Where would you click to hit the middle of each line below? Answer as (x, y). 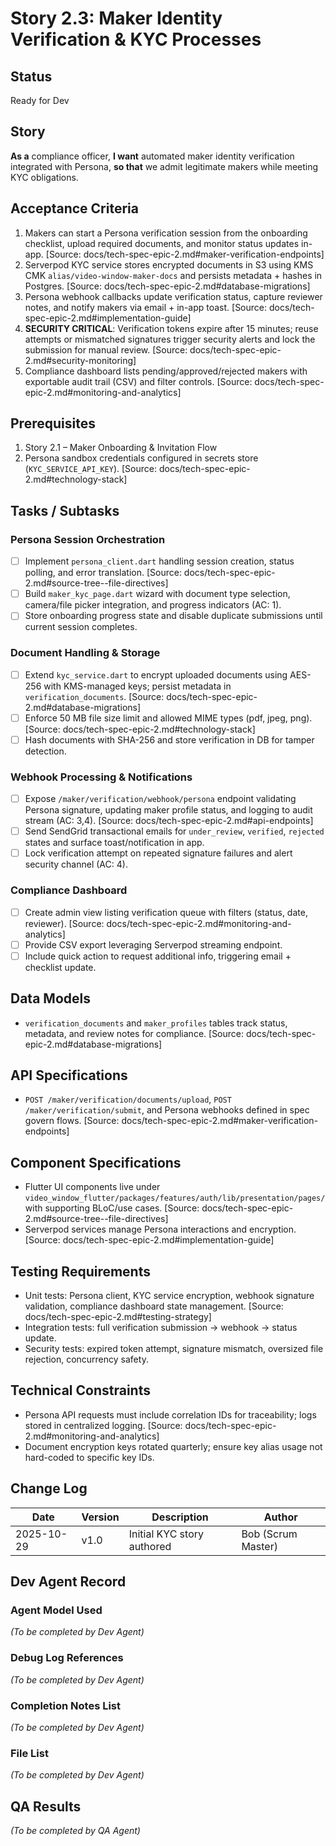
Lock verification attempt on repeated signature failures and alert (158, 853)
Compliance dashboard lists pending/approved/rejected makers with (166, 371)
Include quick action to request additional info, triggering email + (158, 956)
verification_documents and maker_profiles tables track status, (156, 1023)
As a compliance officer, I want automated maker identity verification (152, 156)
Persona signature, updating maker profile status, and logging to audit (168, 810)
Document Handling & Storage (85, 653)
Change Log (49, 1488)
